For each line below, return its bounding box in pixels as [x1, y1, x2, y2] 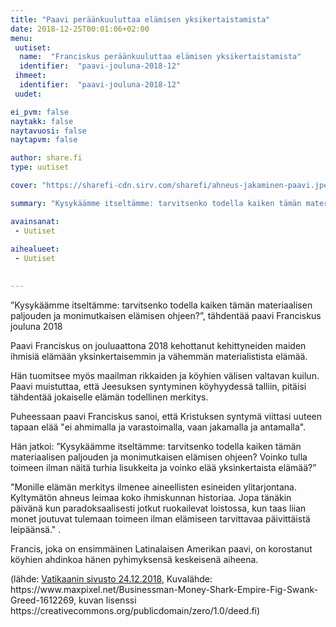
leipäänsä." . [10, 523, 62, 535]
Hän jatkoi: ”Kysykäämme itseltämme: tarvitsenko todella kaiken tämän [10, 440, 302, 452]
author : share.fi [10, 153, 83, 163]
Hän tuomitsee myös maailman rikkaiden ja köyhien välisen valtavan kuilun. [10, 369, 320, 381]
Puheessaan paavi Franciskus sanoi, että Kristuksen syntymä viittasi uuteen [10, 410, 323, 422]
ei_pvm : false [10, 107, 70, 117]
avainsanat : [10, 216, 60, 226]
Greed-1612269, [10, 594, 77, 606]
